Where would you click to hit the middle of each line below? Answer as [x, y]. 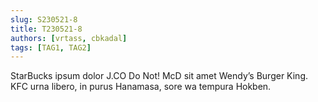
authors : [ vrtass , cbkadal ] [69, 38]
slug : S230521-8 [44, 19]
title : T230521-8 [46, 29]
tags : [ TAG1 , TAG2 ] [51, 47]
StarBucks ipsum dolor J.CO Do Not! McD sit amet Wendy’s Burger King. [159, 76]
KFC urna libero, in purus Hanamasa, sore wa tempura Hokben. [141, 87]
